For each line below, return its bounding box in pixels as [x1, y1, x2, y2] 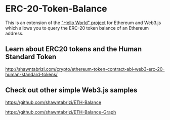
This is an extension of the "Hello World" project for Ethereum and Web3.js [5, 20, 161, 26]
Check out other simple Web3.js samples [5, 86, 138, 94]
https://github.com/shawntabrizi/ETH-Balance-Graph [5, 109, 116, 115]
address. [5, 30, 24, 36]
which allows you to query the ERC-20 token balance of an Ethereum [5, 25, 149, 31]
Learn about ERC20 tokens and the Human [5, 45, 142, 53]
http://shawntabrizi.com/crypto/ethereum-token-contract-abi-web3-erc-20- [5, 66, 165, 72]
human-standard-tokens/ [5, 71, 58, 77]
